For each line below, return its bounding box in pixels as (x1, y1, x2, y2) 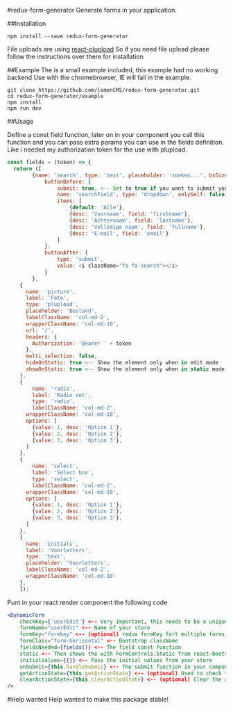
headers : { (25, 333, 58, 340)
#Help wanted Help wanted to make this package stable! (7, 695, 169, 704)
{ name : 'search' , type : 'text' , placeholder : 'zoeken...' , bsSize (32, 172, 228, 179)
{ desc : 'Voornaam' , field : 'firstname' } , (69, 211, 191, 218)
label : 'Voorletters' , (25, 547, 92, 554)
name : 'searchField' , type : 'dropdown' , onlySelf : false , (56, 191, 228, 198)
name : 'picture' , (25, 288, 76, 295)
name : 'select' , (32, 462, 79, 470)
